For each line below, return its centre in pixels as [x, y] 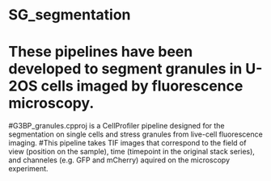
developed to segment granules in [125, 69]
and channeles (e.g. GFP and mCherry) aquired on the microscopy [119, 160]
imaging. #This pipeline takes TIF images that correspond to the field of [127, 143]
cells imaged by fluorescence [142, 86]
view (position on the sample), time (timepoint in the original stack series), [131, 152]
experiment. [28, 169]
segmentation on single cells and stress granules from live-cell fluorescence [135, 134]
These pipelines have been [101, 52]
